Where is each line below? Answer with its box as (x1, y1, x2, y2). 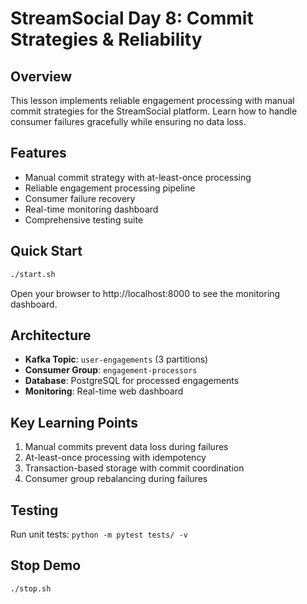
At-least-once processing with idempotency (24, 452, 207, 464)
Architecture (10, 327, 92, 344)
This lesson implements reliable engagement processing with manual (10, 95, 295, 106)
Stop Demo (10, 557, 82, 574)
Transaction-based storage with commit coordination (24, 462, 245, 474)
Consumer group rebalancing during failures (24, 473, 208, 485)
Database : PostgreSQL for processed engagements (24, 375, 240, 387)
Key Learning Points (10, 414, 138, 431)
